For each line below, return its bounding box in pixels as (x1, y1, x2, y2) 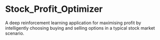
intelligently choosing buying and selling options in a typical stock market (5, 25, 155, 31)
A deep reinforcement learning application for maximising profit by (5, 20, 142, 26)
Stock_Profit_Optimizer (5, 3, 103, 15)
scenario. (5, 30, 24, 36)
